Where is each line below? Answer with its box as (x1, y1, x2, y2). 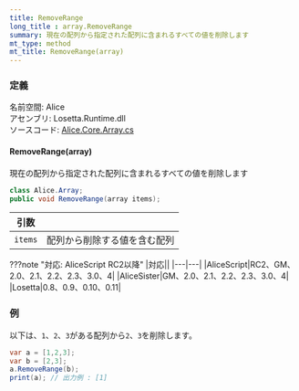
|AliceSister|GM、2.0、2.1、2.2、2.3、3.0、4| (117, 270, 289, 281)
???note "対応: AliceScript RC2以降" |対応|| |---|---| (9, 259, 202, 270)
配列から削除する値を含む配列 (46, 234, 175, 247)
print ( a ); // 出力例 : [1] (9, 374, 108, 383)
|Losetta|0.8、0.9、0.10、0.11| (9, 282, 121, 293)
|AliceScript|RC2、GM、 (203, 259, 296, 270)
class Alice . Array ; (9, 185, 84, 195)
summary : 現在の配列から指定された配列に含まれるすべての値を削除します (9, 30, 249, 39)
